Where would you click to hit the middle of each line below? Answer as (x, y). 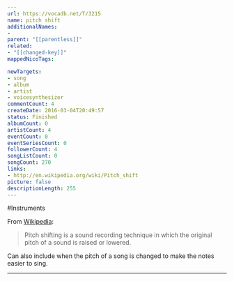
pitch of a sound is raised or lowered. (78, 243)
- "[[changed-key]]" (37, 53)
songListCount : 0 (32, 156)
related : (20, 46)
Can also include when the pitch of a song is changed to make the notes (111, 256)
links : (17, 169)
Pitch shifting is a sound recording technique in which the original (118, 235)
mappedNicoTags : (31, 59)
